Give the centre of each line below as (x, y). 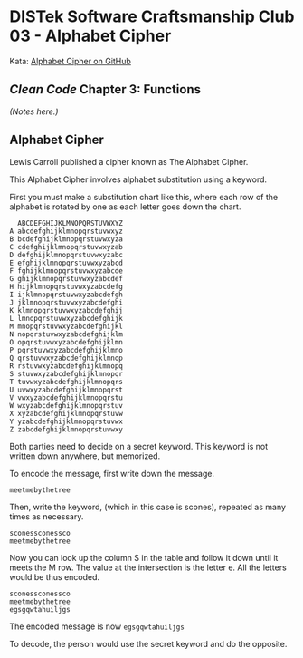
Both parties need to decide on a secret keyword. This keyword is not (139, 446)
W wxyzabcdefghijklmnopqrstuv (66, 405)
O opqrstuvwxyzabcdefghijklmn (66, 342)
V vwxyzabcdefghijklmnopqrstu (66, 397)
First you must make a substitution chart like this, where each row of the (144, 197)
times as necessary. (47, 516)
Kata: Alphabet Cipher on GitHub (70, 61)
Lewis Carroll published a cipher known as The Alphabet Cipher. (129, 161)
